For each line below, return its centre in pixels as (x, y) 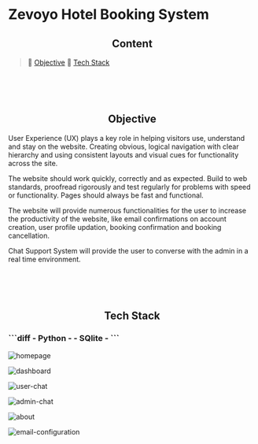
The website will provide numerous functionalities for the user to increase (127, 210)
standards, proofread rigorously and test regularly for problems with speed (129, 187)
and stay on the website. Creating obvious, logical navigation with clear (123, 146)
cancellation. (29, 235)
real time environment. (44, 259)
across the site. (33, 163)
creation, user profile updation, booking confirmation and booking (115, 227)
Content (132, 44)
